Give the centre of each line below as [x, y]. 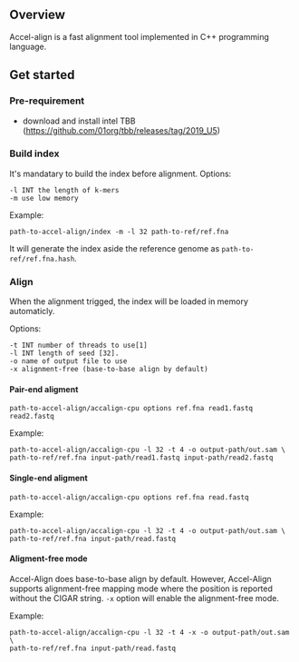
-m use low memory [44, 198]
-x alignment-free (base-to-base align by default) [109, 370]
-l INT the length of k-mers [64, 190]
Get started [42, 75]
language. [28, 46]
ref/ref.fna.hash [42, 259]
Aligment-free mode [48, 558]
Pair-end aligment [44, 389]
